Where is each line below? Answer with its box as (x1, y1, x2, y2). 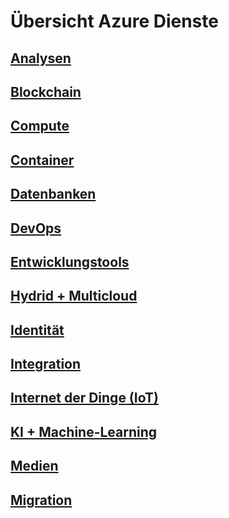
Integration (10, 356, 82, 373)
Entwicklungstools (10, 253, 130, 270)
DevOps (10, 220, 62, 237)
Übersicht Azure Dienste (10, 10, 219, 33)
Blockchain (10, 83, 82, 100)
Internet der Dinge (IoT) (10, 390, 159, 407)
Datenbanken (10, 186, 97, 203)
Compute (10, 118, 70, 135)
